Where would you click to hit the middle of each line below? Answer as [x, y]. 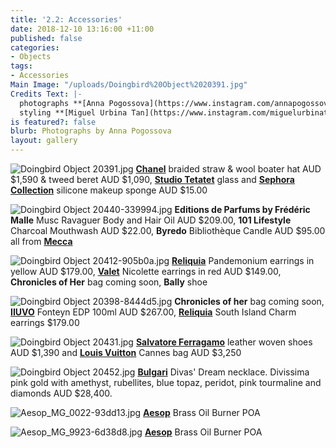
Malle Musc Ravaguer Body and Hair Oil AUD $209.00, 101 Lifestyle [151, 220]
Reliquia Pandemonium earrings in [243, 260]
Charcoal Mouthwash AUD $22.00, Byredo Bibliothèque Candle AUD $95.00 [168, 230]
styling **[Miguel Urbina [73, 112]
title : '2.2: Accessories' [66, 19]
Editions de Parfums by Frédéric [242, 209]
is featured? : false [53, 122]
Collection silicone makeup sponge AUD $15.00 [109, 190]
